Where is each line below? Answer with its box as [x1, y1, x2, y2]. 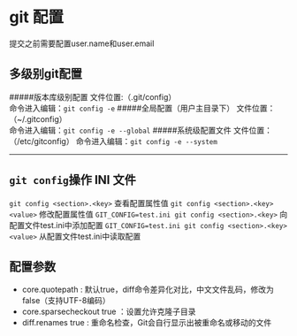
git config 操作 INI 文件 [9, 172, 137, 187]
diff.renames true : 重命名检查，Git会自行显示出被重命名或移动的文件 [21, 317, 272, 328]
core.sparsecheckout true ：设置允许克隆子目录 [21, 306, 196, 317]
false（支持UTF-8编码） [21, 295, 110, 306]
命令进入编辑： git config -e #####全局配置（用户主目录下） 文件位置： [9, 103, 276, 113]
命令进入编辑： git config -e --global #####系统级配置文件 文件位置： [9, 125, 272, 135]
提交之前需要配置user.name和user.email [9, 38, 155, 49]
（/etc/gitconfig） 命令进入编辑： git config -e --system [9, 135, 218, 146]
